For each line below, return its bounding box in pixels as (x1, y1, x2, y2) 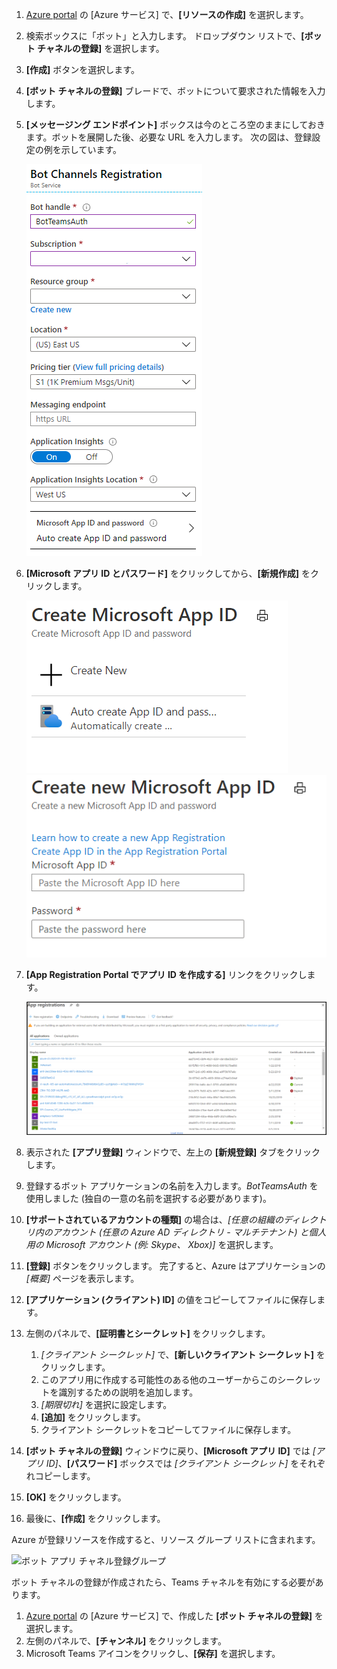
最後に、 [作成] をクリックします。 (25, 1513, 166, 1525)
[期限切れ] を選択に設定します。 (40, 1399, 173, 1411)
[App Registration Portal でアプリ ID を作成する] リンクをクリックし (25, 969, 308, 981)
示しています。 (60, 144, 122, 155)
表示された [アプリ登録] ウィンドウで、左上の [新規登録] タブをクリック (25, 1146, 321, 1158)
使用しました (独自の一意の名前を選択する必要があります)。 (25, 1193, 272, 1205)
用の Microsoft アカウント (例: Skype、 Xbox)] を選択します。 (25, 1239, 279, 1251)
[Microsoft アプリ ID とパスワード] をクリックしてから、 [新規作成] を (25, 568, 311, 579)
